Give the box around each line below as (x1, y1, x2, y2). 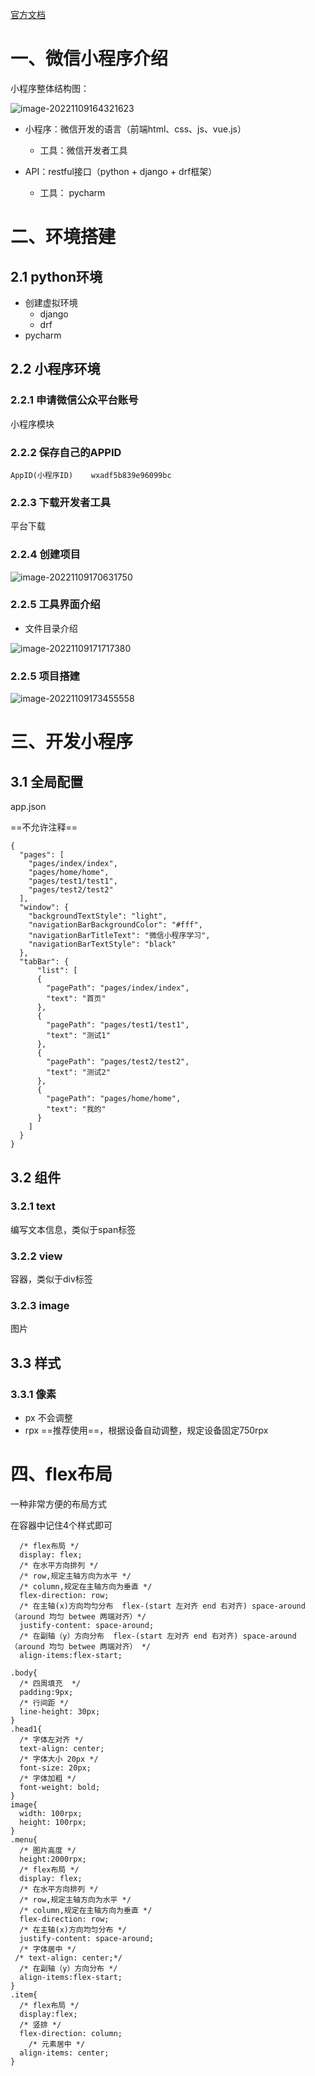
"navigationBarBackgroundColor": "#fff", (28, 920, 203, 930)
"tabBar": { (19, 957, 70, 967)
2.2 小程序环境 (10, 361, 101, 378)
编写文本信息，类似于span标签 (10, 1223, 137, 1235)
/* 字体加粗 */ (19, 1774, 77, 1784)
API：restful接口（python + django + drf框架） (24, 165, 218, 177)
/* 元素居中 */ (28, 2039, 86, 2050)
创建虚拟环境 (24, 296, 78, 308)
